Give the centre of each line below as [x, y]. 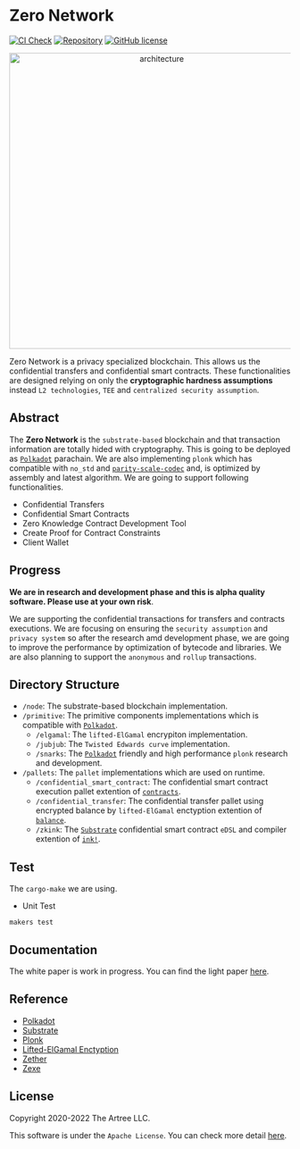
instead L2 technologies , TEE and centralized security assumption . [134, 390]
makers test [31, 923]
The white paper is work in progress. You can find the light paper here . [139, 971]
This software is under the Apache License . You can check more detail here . [148, 1135]
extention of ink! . [68, 839]
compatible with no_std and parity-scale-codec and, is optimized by [135, 468]
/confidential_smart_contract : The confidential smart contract [152, 782]
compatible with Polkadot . [70, 725]
